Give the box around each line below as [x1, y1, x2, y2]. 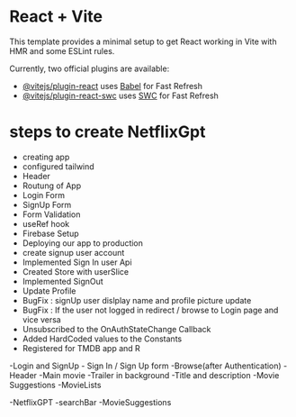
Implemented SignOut [22, 276, 103, 286]
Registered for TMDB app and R [22, 342, 141, 353]
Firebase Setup [22, 228, 79, 239]
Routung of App [22, 180, 82, 191]
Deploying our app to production [22, 237, 144, 249]
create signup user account [22, 247, 125, 258]
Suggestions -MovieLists [9, 379, 102, 390]
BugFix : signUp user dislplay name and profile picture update [22, 295, 252, 305]
